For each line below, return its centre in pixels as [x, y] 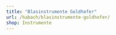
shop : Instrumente [29, 23]
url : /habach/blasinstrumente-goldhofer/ [58, 17]
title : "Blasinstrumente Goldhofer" [51, 12]
